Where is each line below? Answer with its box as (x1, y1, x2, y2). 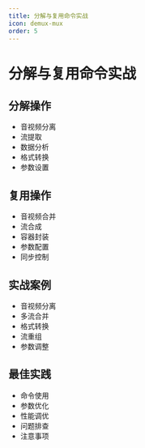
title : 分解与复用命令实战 (8, 11, 89, 20)
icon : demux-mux (8, 19, 63, 28)
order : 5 (8, 27, 38, 35)
